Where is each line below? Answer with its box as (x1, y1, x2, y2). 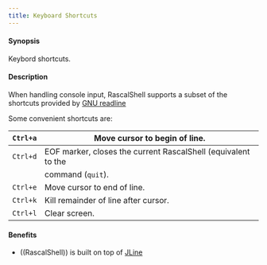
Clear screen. (44, 208, 95, 219)
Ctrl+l (12, 208, 37, 218)
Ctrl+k (12, 196, 37, 205)
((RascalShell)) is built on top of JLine (19, 247, 143, 257)
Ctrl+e (12, 183, 37, 192)
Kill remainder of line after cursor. (44, 195, 169, 206)
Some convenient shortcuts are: (8, 114, 113, 123)
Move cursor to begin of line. (94, 133, 206, 144)
